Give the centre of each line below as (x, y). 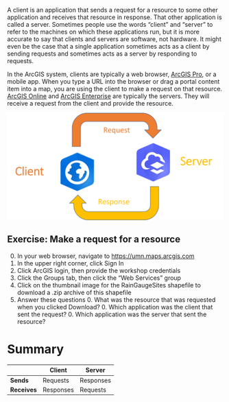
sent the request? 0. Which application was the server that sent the (112, 314)
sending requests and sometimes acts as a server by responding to (102, 54)
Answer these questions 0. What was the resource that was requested (116, 299)
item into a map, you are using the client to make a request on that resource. (115, 89)
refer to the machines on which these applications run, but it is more (104, 32)
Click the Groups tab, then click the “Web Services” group (99, 278)
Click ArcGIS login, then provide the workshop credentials (99, 270)
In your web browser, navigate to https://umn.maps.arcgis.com (106, 256)
